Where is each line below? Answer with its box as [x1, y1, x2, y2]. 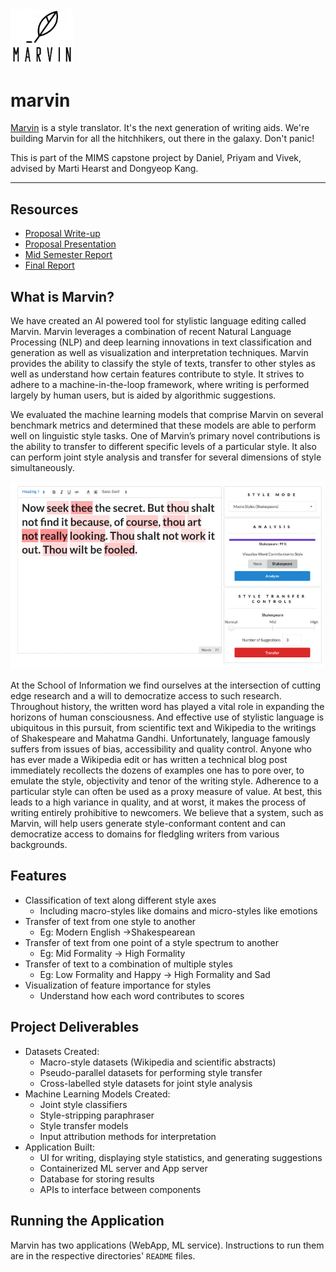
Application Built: [24, 1141, 95, 1153]
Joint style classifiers [39, 1098, 128, 1110]
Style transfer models [39, 1119, 129, 1132]
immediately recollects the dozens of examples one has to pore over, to [10, 764, 305, 777]
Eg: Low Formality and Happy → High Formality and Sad [39, 968, 271, 980]
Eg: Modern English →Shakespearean [39, 926, 196, 938]
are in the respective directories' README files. [10, 1249, 196, 1262]
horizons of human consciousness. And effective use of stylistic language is [10, 711, 325, 723]
